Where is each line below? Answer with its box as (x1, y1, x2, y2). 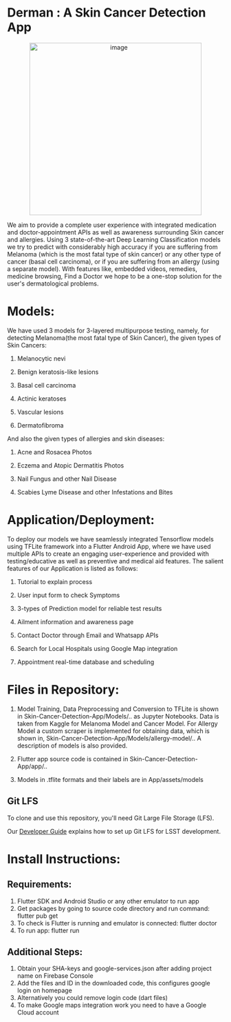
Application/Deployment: (7, 512, 155, 528)
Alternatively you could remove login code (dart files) (16, 994, 168, 1002)
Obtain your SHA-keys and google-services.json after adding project (16, 964, 212, 973)
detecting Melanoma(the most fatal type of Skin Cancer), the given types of (7, 333, 221, 342)
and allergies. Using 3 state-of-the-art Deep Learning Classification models (7, 235, 221, 243)
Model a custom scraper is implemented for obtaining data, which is (16, 726, 210, 735)
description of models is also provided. (16, 741, 128, 750)
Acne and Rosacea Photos (16, 448, 92, 456)
